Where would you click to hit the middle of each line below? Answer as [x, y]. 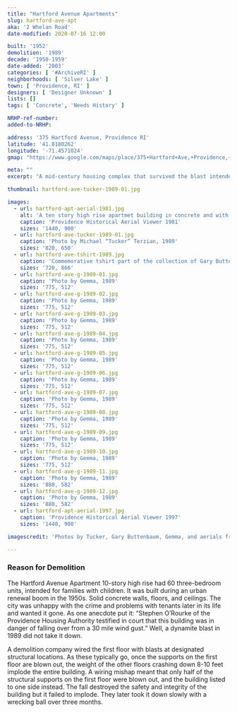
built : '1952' [28, 47]
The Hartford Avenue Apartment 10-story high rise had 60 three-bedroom [114, 583]
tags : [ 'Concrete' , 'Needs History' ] [66, 106]
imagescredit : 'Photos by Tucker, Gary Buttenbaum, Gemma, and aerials [115, 537]
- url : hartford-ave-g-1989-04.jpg [66, 334]
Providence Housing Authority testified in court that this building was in [111, 620]
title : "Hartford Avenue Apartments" [63, 14]
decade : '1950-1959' [38, 60]
